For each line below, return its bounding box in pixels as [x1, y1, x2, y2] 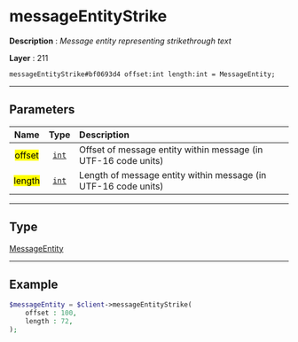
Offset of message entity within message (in [79, 144, 263, 156]
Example [9, 276, 59, 291]
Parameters [9, 102, 75, 117]
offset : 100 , [25, 308, 77, 318]
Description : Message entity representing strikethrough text [9, 35, 232, 46]
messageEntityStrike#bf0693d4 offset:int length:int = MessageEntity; [9, 69, 276, 79]
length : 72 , [25, 317, 74, 326]
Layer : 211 [9, 52, 49, 63]
